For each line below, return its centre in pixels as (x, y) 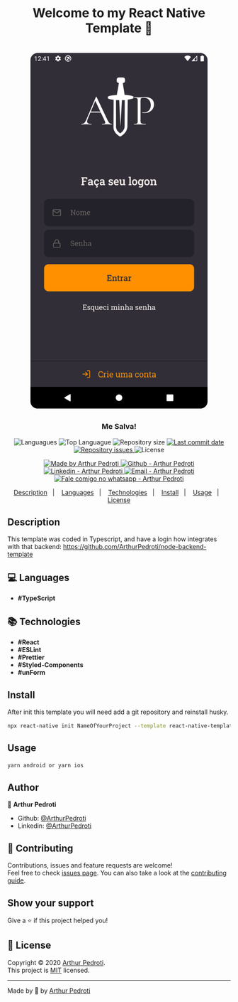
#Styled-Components (50, 665)
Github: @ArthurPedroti (52, 819)
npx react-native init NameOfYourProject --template (87, 726)
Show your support (51, 903)
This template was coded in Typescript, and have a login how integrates (112, 539)
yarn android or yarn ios (45, 765)
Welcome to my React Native (119, 13)
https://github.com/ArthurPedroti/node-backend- (135, 547)
